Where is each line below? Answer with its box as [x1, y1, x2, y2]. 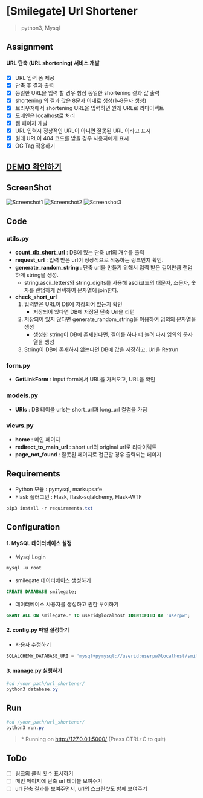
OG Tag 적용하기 [14, 142, 56, 149]
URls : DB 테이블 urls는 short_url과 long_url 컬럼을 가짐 [14, 406, 147, 413]
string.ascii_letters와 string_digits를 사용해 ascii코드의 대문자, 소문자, [24, 279, 190, 287]
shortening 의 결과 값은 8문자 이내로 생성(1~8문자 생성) [14, 97, 147, 104]
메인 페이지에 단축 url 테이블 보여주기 [14, 777, 103, 785]
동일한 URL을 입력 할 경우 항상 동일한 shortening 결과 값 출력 [14, 89, 160, 96]
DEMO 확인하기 [6, 161, 62, 172]
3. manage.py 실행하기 [6, 667, 62, 674]
